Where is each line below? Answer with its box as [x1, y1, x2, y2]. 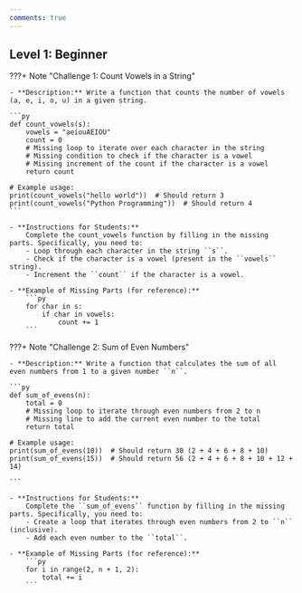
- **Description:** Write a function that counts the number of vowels [9, 88, 285, 98]
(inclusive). [9, 526, 59, 535]
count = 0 [25, 136, 63, 145]
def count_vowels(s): [9, 120, 91, 129]
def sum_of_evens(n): [9, 391, 91, 400]
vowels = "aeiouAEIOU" [25, 128, 111, 137]
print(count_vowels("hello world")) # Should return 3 [9, 191, 224, 200]
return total [25, 423, 75, 432]
